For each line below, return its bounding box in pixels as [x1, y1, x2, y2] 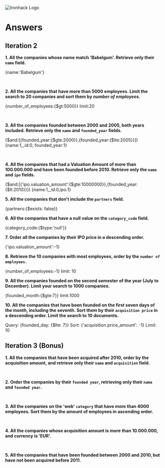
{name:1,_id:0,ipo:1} [32, 187, 71, 192]
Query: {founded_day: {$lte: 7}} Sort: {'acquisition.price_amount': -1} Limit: [5, 322, 157, 328]
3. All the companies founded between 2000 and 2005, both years [5, 122, 144, 128]
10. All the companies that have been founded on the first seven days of [5, 302, 155, 308]
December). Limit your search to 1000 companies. [5, 283, 110, 289]
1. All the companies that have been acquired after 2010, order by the [5, 355, 149, 361]
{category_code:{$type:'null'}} [5, 225, 67, 231]
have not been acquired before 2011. [5, 457, 81, 463]
